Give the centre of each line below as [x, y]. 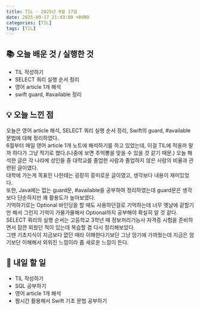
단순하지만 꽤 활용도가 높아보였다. [56, 197]
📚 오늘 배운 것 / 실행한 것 [50, 54]
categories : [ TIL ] [29, 23]
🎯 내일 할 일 [26, 263]
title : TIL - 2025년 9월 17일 [42, 12]
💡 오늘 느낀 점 [30, 115]
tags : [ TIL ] [21, 28]
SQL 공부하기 [30, 286]
